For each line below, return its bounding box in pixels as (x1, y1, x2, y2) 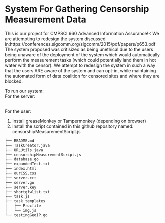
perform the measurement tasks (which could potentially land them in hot (5, 57, 156, 63)
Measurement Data (5, 14, 86, 25)
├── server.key (5, 185, 37, 190)
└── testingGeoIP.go (5, 212, 48, 218)
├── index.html (5, 166, 37, 171)
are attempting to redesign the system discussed (5, 36, 106, 42)
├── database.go (5, 157, 39, 162)
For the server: (5, 93, 36, 99)
